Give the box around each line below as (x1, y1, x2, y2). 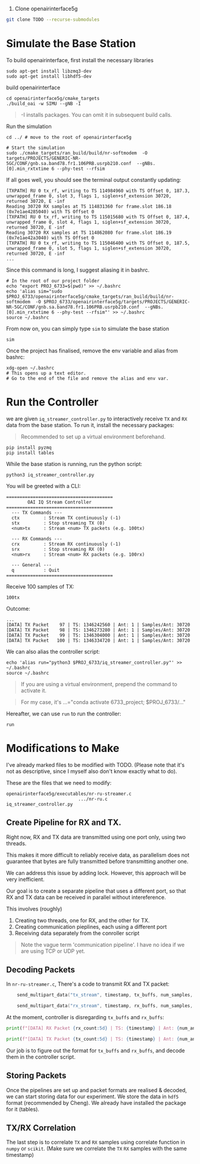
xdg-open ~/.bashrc (6, 365, 55, 371)
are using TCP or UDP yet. (20, 947, 85, 955)
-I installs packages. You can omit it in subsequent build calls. (20, 111, 173, 118)
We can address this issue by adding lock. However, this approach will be (6, 869, 186, 876)
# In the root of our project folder (6, 278, 100, 284)
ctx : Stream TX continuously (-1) (11, 514, 121, 521)
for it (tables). (6, 1105, 40, 1113)
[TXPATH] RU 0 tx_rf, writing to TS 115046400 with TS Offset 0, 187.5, (6, 240, 190, 246)
